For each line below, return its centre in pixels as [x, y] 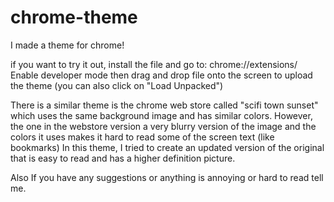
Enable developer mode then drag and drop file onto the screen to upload [161, 75]
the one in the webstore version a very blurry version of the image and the [163, 126]
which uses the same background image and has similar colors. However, [161, 115]
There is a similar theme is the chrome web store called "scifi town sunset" [164, 105]
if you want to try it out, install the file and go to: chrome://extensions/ [154, 64]
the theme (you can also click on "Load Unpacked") [117, 85]
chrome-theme [74, 17]
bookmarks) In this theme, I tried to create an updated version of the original [167, 147]
